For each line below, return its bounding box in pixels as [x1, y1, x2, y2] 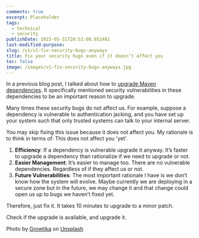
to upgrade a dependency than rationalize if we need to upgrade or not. [14, 153, 190, 160]
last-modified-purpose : [6, 42, 65, 48]
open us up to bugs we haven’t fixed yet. [14, 191, 115, 198]
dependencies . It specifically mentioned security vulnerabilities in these [6, 87, 182, 94]
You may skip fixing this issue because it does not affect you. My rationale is [6, 129, 193, 136]
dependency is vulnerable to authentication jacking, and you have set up [6, 111, 184, 118]
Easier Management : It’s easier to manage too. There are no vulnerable [14, 159, 190, 167]
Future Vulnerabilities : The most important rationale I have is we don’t [14, 172, 188, 179]
